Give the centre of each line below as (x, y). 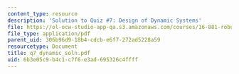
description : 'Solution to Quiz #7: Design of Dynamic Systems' (105, 20)
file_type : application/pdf (49, 33)
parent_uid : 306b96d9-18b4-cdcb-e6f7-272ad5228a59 (84, 40)
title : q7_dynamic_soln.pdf (49, 54)
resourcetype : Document (43, 47)
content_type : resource (43, 14)
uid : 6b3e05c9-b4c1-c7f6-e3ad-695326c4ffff (73, 60)
